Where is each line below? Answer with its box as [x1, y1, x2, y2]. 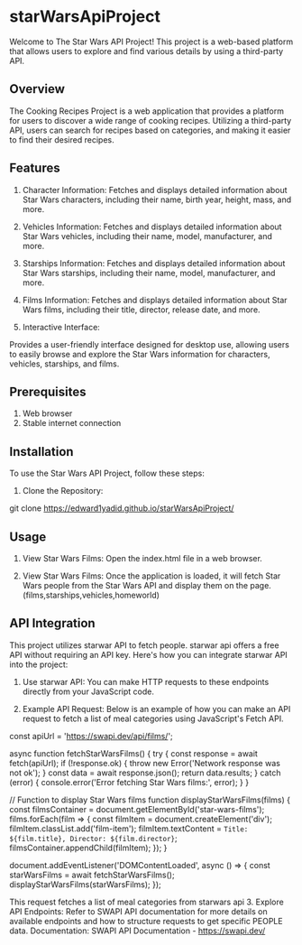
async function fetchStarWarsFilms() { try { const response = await [9, 747, 259, 759]
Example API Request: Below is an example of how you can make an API [22, 703, 291, 714]
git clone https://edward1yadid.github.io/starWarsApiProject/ [9, 503, 234, 514]
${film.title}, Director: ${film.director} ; [9, 832, 178, 843]
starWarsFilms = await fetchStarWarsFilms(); [9, 869, 175, 880]
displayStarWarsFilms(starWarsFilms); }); [9, 878, 162, 890]
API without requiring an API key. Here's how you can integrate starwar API [9, 649, 288, 660]
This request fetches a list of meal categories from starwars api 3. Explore [9, 896, 284, 907]
